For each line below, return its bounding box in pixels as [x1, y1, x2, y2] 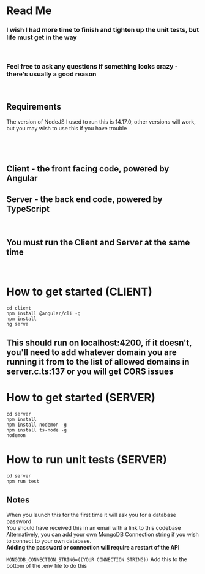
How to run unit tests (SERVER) [6, 453, 167, 467]
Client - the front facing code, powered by [6, 163, 170, 174]
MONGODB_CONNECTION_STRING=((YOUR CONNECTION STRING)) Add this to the [6, 555, 188, 563]
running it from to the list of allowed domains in [6, 357, 190, 367]
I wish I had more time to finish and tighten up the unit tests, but [6, 26, 199, 34]
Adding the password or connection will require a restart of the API [6, 543, 180, 551]
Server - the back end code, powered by [6, 194, 163, 204]
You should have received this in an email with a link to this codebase [6, 524, 181, 531]
